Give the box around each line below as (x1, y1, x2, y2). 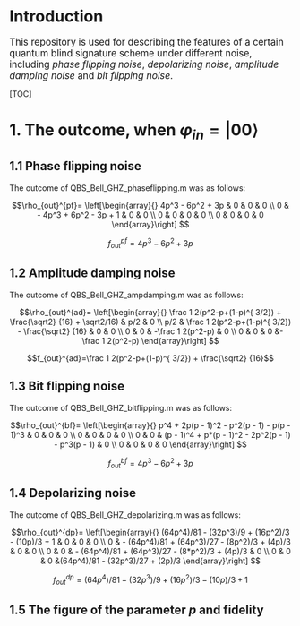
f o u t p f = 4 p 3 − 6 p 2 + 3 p (107, 236, 194, 250)
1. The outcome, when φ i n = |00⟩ (9, 120, 259, 143)
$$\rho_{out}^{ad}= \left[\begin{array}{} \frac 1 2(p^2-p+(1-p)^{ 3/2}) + (19, 306, 282, 317)
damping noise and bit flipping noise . (9, 69, 174, 81)
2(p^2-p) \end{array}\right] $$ (107, 335, 219, 346)
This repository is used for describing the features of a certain (9, 36, 284, 48)
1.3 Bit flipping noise (9, 379, 125, 394)
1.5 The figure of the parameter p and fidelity (9, 602, 264, 617)
